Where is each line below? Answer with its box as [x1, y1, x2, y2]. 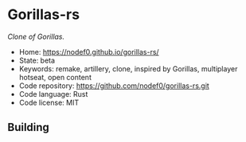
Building [7, 121, 49, 134]
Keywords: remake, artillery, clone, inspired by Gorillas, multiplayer [18, 63, 238, 73]
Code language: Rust [18, 89, 88, 98]
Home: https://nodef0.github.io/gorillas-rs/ [18, 47, 160, 56]
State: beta [18, 56, 56, 65]
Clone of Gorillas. [7, 32, 65, 41]
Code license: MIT [18, 98, 80, 107]
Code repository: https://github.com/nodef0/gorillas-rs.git [18, 81, 210, 90]
